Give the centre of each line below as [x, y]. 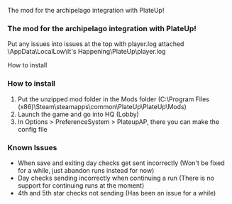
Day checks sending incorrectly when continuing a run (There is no [116, 178]
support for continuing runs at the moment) [81, 185]
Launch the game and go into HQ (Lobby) [78, 114]
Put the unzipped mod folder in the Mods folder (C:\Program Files [113, 99]
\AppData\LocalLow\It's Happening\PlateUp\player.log [87, 52]
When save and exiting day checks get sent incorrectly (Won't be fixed [121, 163]
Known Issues [32, 147]
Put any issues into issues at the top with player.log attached [96, 44]
